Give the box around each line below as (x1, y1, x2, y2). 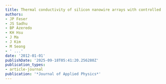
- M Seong (5, 44, 26, 49)
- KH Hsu (5, 30, 23, 35)
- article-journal (5, 67, 43, 72)
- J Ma (5, 35, 19, 40)
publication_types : (5, 62, 46, 67)
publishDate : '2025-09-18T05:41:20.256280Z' (5, 58, 99, 63)
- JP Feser (5, 16, 28, 21)
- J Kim (5, 40, 21, 44)
